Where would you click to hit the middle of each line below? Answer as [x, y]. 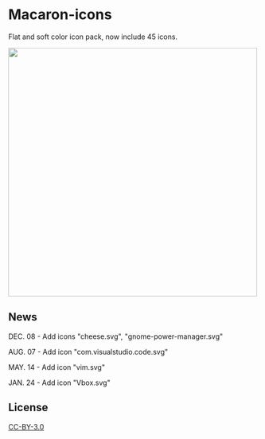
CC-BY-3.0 [26, 426]
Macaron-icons [60, 15]
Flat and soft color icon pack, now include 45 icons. [93, 37]
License [28, 408]
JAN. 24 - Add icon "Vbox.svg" [59, 383]
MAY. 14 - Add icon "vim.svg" [57, 367]
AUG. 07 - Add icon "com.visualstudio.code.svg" [88, 352]
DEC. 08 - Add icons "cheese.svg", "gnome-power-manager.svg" [116, 336]
